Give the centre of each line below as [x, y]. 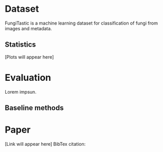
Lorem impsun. [21, 92]
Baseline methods [34, 108]
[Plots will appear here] [30, 57]
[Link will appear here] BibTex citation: [45, 144]
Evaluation [28, 78]
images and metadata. [29, 28]
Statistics [21, 45]
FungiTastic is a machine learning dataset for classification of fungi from [81, 23]
